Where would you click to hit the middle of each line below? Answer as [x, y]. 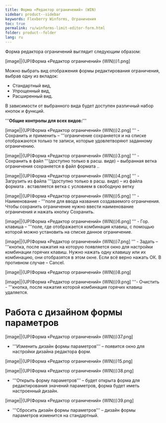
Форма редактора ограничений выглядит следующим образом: [73, 51]
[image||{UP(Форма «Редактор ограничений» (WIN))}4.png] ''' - [72, 176]
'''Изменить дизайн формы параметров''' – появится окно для [78, 346]
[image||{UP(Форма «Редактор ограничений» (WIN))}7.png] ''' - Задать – [82, 242]
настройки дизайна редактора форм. [52, 351]
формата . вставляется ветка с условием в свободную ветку [70, 186]
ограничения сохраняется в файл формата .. [53, 166]
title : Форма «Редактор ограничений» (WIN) [51, 10]
